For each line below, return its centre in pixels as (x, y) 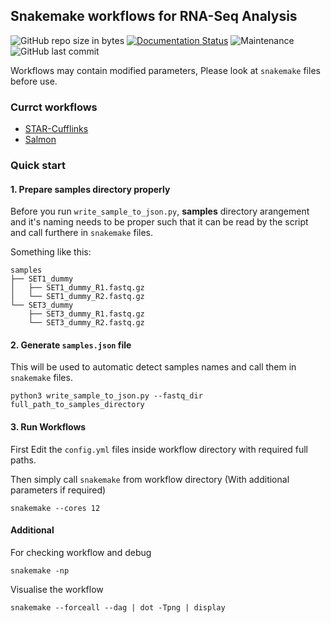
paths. (23, 460)
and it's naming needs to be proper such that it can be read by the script (159, 222)
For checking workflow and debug (81, 552)
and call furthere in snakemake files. (82, 233)
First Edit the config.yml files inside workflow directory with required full (159, 449)
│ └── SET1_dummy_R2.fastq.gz (77, 297)
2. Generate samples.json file (71, 345)
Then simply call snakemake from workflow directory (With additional (150, 479)
